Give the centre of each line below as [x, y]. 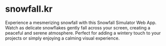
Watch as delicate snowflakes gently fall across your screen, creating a [78, 27]
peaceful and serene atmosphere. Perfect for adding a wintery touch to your [83, 33]
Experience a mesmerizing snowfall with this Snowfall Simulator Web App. [81, 23]
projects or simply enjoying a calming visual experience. [62, 38]
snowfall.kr [29, 9]
